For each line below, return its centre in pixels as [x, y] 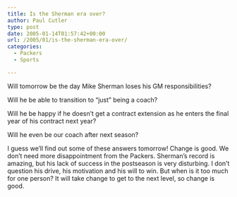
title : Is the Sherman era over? [56, 14]
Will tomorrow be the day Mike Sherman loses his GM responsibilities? [109, 86]
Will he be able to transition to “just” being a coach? [83, 100]
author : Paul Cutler [38, 20]
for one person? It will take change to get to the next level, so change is [111, 178]
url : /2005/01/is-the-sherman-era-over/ [68, 40]
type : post [23, 27]
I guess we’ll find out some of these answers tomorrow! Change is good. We [118, 148]
